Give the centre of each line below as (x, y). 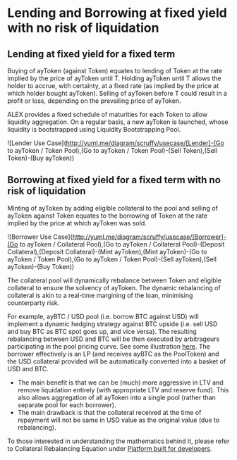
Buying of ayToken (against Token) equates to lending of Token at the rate (115, 71)
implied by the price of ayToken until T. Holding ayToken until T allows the (114, 78)
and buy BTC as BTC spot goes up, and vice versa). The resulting (102, 331)
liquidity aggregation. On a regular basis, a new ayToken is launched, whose (118, 122)
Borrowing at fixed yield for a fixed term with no (114, 180)
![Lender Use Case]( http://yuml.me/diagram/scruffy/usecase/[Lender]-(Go (116, 143)
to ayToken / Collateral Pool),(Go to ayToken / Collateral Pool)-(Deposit (122, 244)
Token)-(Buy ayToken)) (41, 158)
